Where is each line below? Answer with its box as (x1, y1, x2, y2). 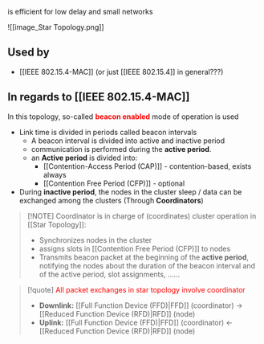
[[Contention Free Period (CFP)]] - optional (43, 178, 185, 188)
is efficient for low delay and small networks (7, 7, 153, 16)
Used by (7, 46, 50, 59)
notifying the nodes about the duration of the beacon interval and (39, 260, 256, 270)
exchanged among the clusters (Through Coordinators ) (18, 195, 204, 205)
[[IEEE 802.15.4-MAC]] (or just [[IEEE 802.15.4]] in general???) (18, 67, 224, 76)
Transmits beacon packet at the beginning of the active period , (39, 252, 250, 262)
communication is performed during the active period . (30, 144, 212, 154)
